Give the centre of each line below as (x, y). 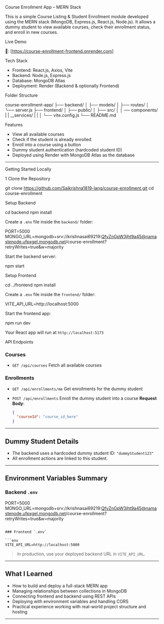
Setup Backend (20, 203)
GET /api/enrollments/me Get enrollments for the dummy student (77, 389)
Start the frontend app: (28, 313)
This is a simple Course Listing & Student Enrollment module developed (77, 16)
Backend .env (21, 492)
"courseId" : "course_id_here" (47, 417)
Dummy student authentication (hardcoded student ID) (67, 150)
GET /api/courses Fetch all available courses (57, 365)
